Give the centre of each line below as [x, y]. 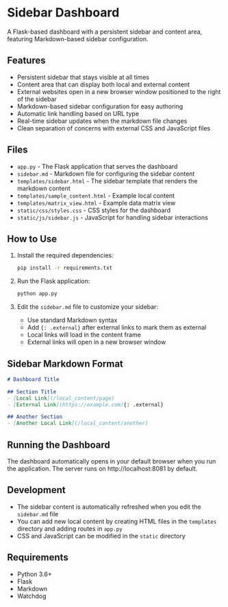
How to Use [32, 239]
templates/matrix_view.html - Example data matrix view [96, 203]
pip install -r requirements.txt [65, 268]
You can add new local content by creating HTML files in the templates [117, 521]
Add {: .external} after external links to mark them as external [117, 328]
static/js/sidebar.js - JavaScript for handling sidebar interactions [113, 217]
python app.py [37, 294]
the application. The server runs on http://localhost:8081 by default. [102, 469]
